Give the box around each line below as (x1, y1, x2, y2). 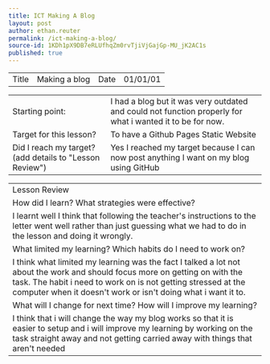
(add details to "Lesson (12, 152, 100, 163)
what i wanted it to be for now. (110, 116, 225, 127)
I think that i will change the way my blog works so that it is (12, 313, 234, 324)
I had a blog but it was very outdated (110, 96, 248, 107)
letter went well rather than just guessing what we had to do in (12, 220, 247, 231)
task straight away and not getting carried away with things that (12, 333, 253, 344)
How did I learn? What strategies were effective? (12, 198, 195, 208)
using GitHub (110, 162, 160, 173)
